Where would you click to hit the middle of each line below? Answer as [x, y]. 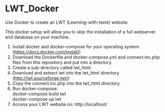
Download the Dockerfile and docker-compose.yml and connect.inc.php [86, 57]
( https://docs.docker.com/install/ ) [46, 52]
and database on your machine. [37, 37]
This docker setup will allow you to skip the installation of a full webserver [81, 32]
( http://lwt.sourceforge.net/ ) [41, 78]
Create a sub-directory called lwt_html [51, 68]
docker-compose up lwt [37, 99]
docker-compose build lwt [39, 94]
